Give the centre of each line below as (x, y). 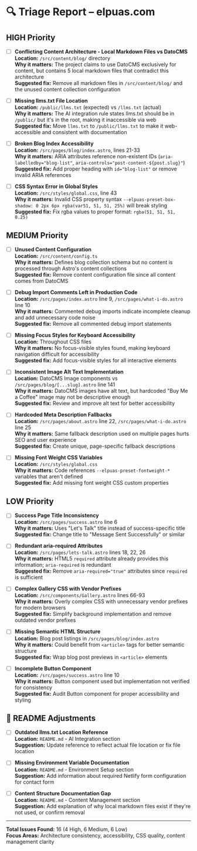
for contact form (34, 782)
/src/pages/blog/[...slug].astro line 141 (65, 384)
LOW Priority (30, 501)
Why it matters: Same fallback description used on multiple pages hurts (102, 434)
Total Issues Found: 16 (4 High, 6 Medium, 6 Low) (67, 829)
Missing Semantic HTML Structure (57, 632)
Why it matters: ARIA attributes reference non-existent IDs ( (87, 156)
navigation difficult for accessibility (57, 354)
